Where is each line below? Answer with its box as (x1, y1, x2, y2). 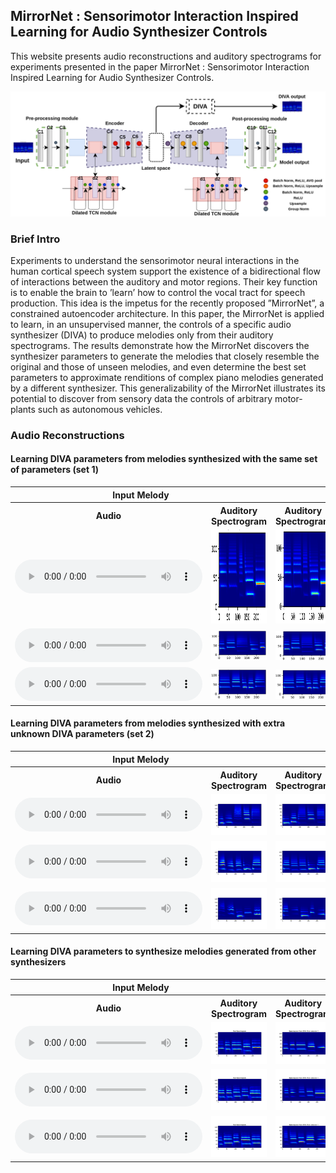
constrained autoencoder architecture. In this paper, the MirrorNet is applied (10, 307, 325, 319)
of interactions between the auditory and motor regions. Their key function (10, 275, 318, 288)
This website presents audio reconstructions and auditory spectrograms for (10, 50, 322, 62)
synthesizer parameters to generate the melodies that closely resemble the (10, 350, 320, 362)
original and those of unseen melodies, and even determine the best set (10, 360, 307, 373)
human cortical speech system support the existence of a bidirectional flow (10, 265, 321, 277)
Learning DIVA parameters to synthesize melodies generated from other (10, 945, 317, 958)
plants (10, 403, 36, 415)
